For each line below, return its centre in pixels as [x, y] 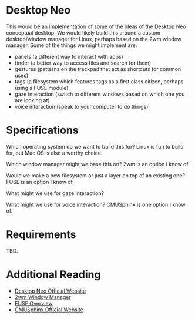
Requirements [41, 235]
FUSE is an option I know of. [40, 182]
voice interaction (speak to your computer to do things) [81, 106]
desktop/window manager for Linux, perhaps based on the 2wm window [94, 39]
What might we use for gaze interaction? [55, 193]
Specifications [42, 130]
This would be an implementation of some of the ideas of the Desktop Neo [96, 26]
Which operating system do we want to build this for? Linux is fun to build [95, 146]
